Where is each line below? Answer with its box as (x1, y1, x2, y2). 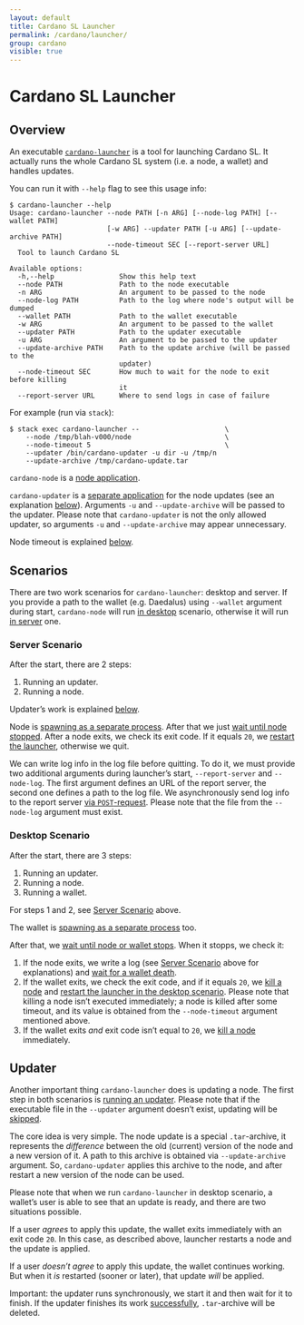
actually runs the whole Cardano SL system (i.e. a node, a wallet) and (9, 156, 269, 167)
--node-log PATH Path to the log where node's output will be (17, 296, 295, 305)
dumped (9, 304, 34, 313)
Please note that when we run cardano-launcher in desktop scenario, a (9, 1187, 273, 1198)
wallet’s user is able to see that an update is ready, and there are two (9, 1197, 266, 1208)
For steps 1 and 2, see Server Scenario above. (9, 904, 181, 915)
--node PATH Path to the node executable (17, 280, 230, 290)
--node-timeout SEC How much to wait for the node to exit (17, 368, 270, 377)
